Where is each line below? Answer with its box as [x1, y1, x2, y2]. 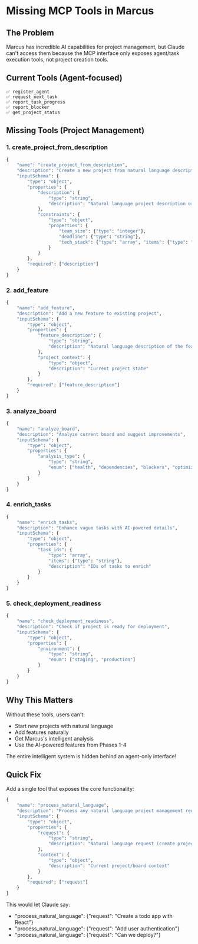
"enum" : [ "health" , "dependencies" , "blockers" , [48, 464, 170, 471]
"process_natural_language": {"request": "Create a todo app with [14, 913, 173, 920]
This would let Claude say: [6, 901, 71, 909]
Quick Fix [6, 770, 41, 780]
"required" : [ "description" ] [27, 261, 99, 267]
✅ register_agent [6, 89, 50, 95]
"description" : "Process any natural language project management [16, 808, 183, 814]
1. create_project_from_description [6, 143, 108, 151]
